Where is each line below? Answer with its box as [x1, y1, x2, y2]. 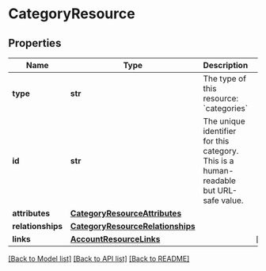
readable [203, 175, 236, 186]
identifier [203, 126, 237, 136]
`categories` [203, 103, 248, 113]
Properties [8, 36, 62, 50]
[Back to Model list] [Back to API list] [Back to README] [8, 254, 190, 263]
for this [203, 135, 230, 147]
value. [221, 195, 244, 206]
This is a [203, 155, 234, 166]
